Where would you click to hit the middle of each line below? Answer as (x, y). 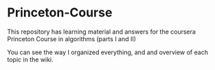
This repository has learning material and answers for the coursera (101, 32)
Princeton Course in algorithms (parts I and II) (71, 38)
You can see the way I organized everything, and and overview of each (107, 52)
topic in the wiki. (30, 59)
